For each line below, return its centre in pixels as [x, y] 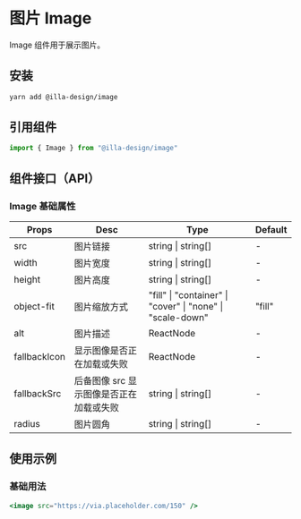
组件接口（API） [55, 179]
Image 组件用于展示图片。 [57, 45]
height [27, 280]
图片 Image [51, 18]
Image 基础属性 [43, 206]
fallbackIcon [39, 357]
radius [27, 424]
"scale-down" [178, 317]
